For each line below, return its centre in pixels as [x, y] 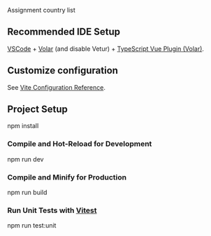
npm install [23, 126]
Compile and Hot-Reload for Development [80, 144]
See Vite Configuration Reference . [57, 87]
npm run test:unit [32, 226]
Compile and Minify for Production [67, 177]
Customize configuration [63, 71]
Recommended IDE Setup [64, 32]
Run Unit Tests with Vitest [52, 210]
